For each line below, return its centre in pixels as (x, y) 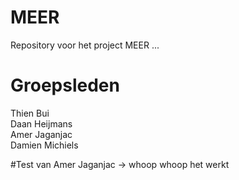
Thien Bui (30, 113)
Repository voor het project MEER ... (85, 45)
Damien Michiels (44, 145)
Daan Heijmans (41, 123)
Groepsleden (65, 85)
